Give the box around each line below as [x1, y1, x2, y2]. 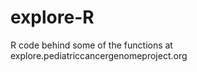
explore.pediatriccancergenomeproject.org [10, 49, 188, 61]
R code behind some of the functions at [10, 39, 173, 51]
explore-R [10, 6, 95, 29]
